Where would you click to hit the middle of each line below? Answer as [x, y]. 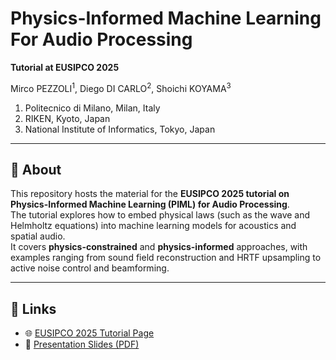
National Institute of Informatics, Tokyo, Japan [120, 129]
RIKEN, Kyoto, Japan [67, 118]
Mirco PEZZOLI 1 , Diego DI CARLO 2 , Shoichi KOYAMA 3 [121, 87]
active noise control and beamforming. [90, 268]
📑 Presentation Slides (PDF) [82, 344]
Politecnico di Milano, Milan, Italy [92, 108]
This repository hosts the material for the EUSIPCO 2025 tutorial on [150, 194]
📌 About [36, 169]
